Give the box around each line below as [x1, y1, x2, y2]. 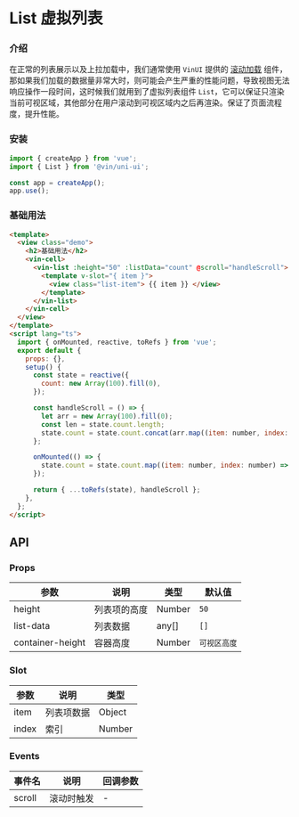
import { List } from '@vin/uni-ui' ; [9, 162, 149, 171]
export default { [17, 346, 82, 355]
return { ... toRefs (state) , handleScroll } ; [32, 486, 201, 494]
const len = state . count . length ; [41, 420, 166, 429]
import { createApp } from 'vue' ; [9, 153, 138, 163]
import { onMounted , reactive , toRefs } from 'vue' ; [17, 338, 217, 347]
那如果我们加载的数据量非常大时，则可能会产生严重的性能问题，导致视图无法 [9, 75, 290, 86]
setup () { [25, 363, 62, 372]
